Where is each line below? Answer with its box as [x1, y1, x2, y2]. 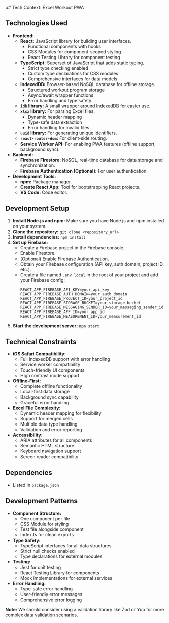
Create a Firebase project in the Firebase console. [20, 244, 125, 251]
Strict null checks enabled [20, 548, 75, 554]
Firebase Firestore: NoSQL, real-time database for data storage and [20, 157, 163, 163]
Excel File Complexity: [12, 405, 61, 411]
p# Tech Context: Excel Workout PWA [5, 5, 84, 10]
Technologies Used [5, 19, 67, 27]
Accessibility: [12, 432, 43, 438]
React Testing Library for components [20, 570, 100, 576]
